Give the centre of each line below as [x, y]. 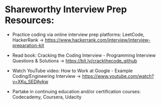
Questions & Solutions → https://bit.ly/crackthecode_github [75, 60]
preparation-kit [28, 45]
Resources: [29, 20]
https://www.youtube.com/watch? [118, 76]
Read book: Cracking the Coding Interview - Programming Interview [84, 55]
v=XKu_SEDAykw [30, 81]
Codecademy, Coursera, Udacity [47, 97]
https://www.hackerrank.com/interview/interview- [98, 40]
